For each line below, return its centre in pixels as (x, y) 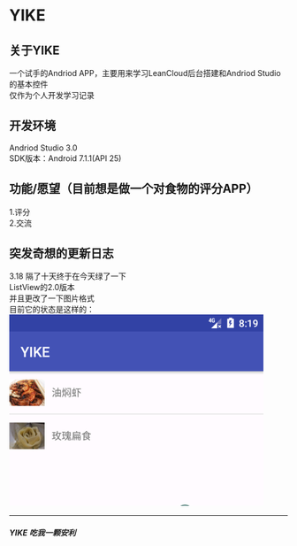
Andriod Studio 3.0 (43, 148)
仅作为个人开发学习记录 (52, 95)
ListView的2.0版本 (42, 288)
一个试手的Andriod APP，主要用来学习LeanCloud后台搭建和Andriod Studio (145, 73)
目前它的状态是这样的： (52, 310)
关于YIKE (34, 50)
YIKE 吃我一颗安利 (43, 533)
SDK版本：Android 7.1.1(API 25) (65, 158)
